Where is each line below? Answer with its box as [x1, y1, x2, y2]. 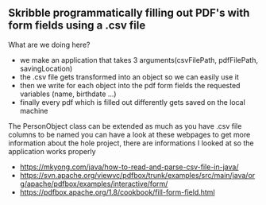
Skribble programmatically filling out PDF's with [8, 6, 250, 20]
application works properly [8, 146, 97, 156]
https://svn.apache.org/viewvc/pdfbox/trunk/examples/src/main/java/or [19, 170, 256, 180]
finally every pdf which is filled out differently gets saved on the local [19, 97, 246, 106]
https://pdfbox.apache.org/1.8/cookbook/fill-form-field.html [19, 187, 216, 197]
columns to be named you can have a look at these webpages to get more [8, 130, 251, 139]
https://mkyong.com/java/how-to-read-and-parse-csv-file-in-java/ [19, 162, 239, 172]
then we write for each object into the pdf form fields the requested [19, 80, 241, 90]
